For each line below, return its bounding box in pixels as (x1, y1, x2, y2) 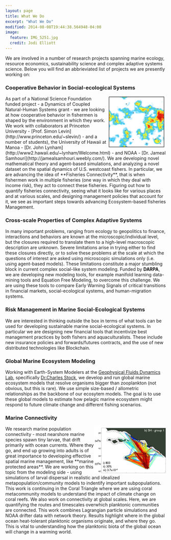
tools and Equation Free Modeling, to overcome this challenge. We (20, 277, 160, 283)
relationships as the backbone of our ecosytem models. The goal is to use (5, 391, 161, 397)
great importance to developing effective (5, 453, 91, 459)
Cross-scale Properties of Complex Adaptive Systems (5, 217, 142, 224)
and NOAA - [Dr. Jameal (114, 150, 166, 156)
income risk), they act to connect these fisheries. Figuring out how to (5, 183, 151, 189)
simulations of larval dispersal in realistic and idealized (5, 475, 120, 481)
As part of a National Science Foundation (5, 96, 92, 102)
